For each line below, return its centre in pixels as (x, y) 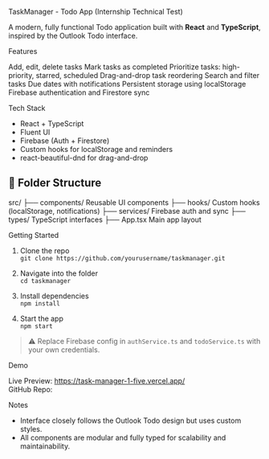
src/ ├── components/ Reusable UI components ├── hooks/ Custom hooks (134, 202)
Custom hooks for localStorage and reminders (96, 149)
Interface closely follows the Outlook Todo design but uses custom (130, 420)
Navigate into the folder (59, 273)
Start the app (42, 318)
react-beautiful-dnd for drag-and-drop (84, 158)
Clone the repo (45, 250)
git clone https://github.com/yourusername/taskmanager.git (122, 258)
